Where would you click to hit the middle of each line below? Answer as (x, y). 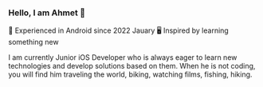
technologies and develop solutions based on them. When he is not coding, (132, 66)
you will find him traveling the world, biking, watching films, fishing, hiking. (130, 74)
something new (33, 42)
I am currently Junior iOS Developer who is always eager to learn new (123, 57)
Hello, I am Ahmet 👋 (47, 13)
